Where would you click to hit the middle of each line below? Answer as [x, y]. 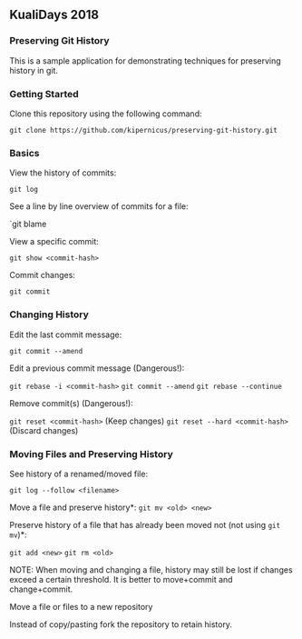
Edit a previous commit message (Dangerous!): [97, 368]
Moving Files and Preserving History [92, 454]
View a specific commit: [54, 242]
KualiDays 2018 [54, 15]
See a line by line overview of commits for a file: [99, 206]
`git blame [28, 224]
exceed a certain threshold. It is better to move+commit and [121, 579]
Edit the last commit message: [66, 334]
